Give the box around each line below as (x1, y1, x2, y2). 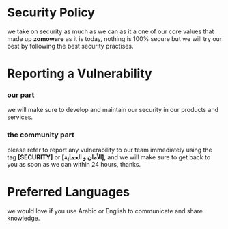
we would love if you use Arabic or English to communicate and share (7, 206, 203, 215)
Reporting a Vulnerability (7, 66, 152, 81)
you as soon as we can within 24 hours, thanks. (7, 160, 141, 168)
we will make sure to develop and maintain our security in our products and (7, 106, 219, 114)
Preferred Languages (7, 184, 130, 200)
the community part (7, 130, 75, 139)
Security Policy (7, 5, 96, 21)
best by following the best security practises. (7, 42, 134, 50)
